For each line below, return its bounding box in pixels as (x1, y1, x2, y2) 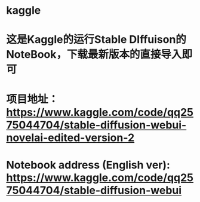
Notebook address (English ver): (6, 158, 170, 172)
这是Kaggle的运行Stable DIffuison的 (6, 33, 187, 47)
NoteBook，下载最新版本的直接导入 (6, 48, 182, 62)
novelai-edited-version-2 (6, 131, 135, 144)
